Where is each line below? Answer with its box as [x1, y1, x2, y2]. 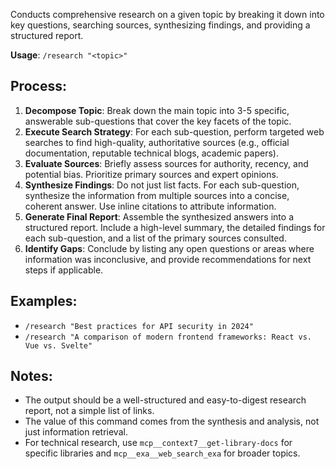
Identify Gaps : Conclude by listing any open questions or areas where [24, 242, 315, 254]
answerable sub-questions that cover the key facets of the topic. [24, 115, 292, 127]
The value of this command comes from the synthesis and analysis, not [24, 415, 320, 428]
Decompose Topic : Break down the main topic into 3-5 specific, [24, 104, 290, 116]
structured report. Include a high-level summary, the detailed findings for [24, 221, 326, 233]
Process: [10, 78, 67, 95]
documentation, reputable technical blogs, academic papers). [24, 147, 279, 159]
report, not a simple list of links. [24, 405, 155, 417]
